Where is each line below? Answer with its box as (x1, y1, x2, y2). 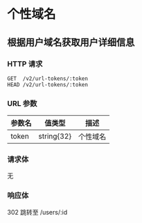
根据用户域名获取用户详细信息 (7, 36, 135, 48)
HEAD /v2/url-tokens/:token (7, 81, 89, 88)
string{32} (38, 132, 72, 141)
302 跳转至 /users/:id (7, 208, 68, 216)
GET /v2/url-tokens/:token (7, 75, 89, 82)
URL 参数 (7, 98, 37, 108)
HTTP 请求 (7, 59, 43, 68)
